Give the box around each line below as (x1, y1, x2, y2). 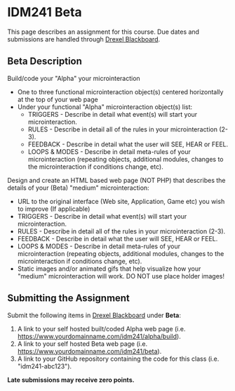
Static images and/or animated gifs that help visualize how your (17, 264, 201, 273)
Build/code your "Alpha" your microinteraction (7, 74, 140, 82)
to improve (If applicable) (17, 205, 90, 213)
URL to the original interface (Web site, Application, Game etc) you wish (17, 197, 225, 205)
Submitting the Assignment (7, 293, 130, 305)
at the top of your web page (17, 95, 98, 103)
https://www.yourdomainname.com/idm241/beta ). (17, 347, 162, 355)
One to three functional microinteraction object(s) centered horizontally (17, 87, 224, 96)
